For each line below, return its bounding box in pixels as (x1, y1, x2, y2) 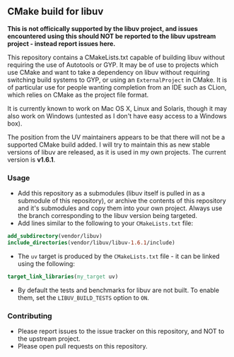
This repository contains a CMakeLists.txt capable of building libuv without (7, 53, 225, 61)
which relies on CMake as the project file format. (7, 90, 149, 99)
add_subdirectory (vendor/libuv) (7, 233, 103, 240)
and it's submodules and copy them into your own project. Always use (17, 204, 223, 212)
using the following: (17, 259, 76, 267)
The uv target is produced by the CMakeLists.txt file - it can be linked (17, 252, 221, 260)
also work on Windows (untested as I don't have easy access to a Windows (7, 111, 228, 120)
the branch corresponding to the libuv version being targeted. (17, 212, 198, 220)
